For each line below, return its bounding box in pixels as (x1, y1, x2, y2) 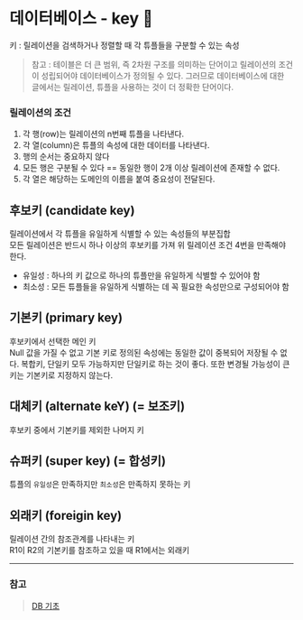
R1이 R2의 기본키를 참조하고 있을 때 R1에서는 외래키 (9, 545, 190, 556)
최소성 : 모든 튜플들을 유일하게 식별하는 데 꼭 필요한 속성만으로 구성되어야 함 (22, 282, 290, 292)
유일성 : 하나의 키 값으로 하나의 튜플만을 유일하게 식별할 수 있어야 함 (22, 270, 261, 281)
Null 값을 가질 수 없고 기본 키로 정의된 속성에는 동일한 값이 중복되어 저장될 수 (9, 347, 279, 357)
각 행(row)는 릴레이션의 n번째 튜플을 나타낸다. (22, 128, 185, 140)
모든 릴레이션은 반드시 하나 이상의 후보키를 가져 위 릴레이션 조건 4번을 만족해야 (9, 240, 287, 251)
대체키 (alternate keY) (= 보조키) (9, 399, 186, 414)
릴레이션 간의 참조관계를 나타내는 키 (9, 533, 135, 544)
